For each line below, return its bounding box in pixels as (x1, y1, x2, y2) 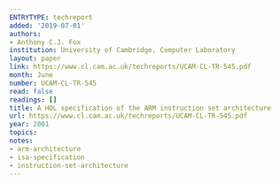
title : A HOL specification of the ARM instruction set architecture (9, 103, 272, 112)
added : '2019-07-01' (9, 21, 86, 30)
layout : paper (9, 54, 62, 63)
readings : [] (9, 95, 58, 104)
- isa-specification (9, 152, 86, 162)
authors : (9, 29, 42, 38)
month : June (9, 71, 53, 80)
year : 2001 (9, 120, 50, 129)
